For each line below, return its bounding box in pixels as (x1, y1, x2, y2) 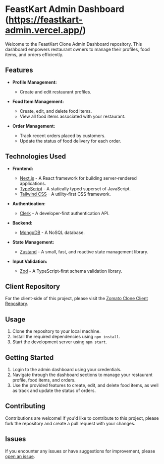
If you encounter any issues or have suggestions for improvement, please (5, 448, 155, 454)
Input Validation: (12, 258, 48, 264)
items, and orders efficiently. (5, 51, 63, 58)
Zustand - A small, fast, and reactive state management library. (19, 248, 149, 254)
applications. (19, 180, 46, 186)
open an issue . (5, 453, 36, 459)
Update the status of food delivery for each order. (19, 138, 121, 144)
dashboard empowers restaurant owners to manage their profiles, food (5, 46, 150, 52)
